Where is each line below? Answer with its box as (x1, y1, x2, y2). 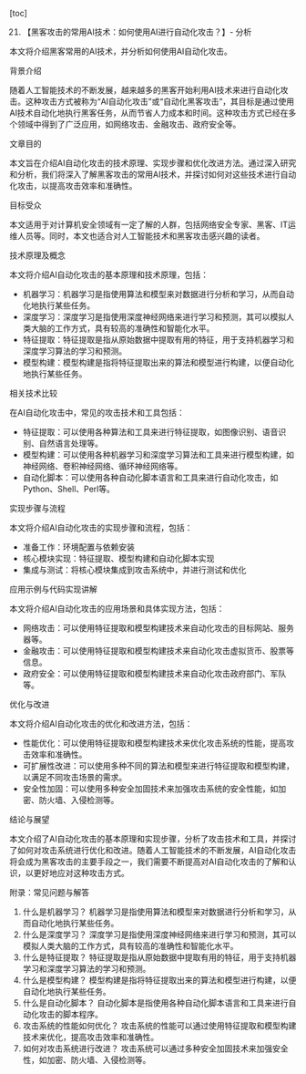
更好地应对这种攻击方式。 (33, 868, 129, 878)
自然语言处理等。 (38, 438, 103, 449)
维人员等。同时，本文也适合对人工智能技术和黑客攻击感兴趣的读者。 (9, 231, 265, 241)
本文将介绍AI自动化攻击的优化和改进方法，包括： (9, 718, 193, 728)
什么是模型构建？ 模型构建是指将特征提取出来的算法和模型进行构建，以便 (22, 975, 297, 986)
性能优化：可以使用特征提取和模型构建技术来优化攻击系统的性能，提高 (22, 738, 287, 749)
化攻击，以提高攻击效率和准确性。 (9, 181, 138, 191)
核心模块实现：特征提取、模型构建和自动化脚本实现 (22, 553, 215, 563)
